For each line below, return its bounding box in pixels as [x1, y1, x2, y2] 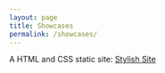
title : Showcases [9, 21, 74, 30]
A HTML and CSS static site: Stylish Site [9, 54, 156, 65]
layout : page [9, 12, 58, 22]
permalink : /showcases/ [9, 29, 98, 38]
